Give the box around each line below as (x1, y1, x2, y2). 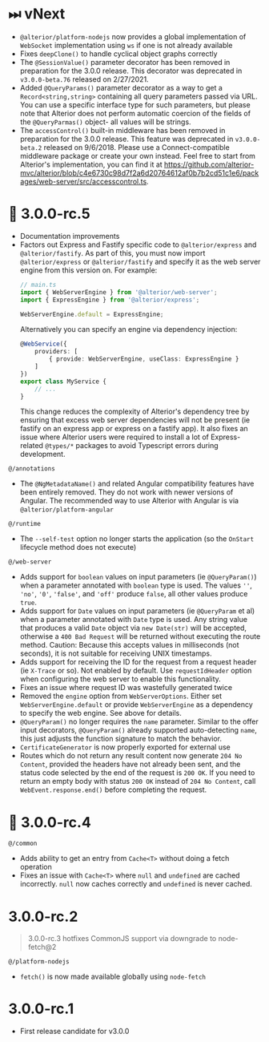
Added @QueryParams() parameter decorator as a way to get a (19, 83, 223, 92)
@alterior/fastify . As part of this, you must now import (19, 248, 206, 257)
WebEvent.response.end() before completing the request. (19, 785, 207, 794)
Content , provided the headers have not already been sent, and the (19, 759, 241, 769)
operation (19, 862, 52, 872)
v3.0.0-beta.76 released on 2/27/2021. (19, 74, 150, 84)
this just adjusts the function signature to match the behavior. (19, 734, 223, 744)
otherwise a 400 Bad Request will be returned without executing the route (19, 632, 261, 641)
